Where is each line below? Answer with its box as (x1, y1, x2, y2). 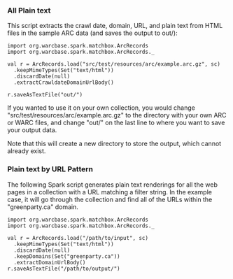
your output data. (7, 126, 57, 134)
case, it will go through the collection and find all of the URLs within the (7, 195, 213, 203)
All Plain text (7, 6, 51, 15)
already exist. (7, 147, 46, 155)
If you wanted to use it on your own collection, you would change (7, 103, 196, 112)
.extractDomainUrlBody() (13, 259, 86, 266)
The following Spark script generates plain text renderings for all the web (7, 180, 218, 189)
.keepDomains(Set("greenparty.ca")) (13, 252, 120, 260)
